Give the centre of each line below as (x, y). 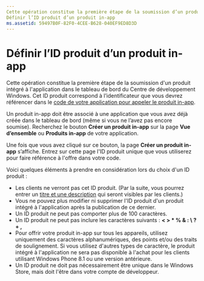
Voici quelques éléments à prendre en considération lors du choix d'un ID (98, 170)
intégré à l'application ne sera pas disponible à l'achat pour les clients (102, 252)
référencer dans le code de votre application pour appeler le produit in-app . (101, 102)
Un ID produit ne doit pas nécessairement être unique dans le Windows (104, 265)
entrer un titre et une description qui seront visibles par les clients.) (99, 194)
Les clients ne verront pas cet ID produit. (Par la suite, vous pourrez (100, 188)
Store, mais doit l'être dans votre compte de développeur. (87, 272)
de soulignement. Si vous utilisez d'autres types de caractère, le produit (105, 246)
